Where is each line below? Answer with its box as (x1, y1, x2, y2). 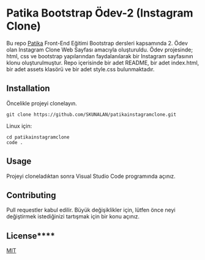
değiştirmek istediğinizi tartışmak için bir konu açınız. (6, 213, 140, 220)
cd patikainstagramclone (6, 134, 70, 140)
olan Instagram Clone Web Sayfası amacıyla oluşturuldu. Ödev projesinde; (6, 46, 193, 53)
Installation (6, 83, 50, 94)
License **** (6, 231, 55, 241)
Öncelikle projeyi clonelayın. (6, 99, 78, 107)
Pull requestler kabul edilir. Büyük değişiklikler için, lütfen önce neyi (6, 206, 176, 214)
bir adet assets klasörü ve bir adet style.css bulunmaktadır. (6, 65, 155, 73)
